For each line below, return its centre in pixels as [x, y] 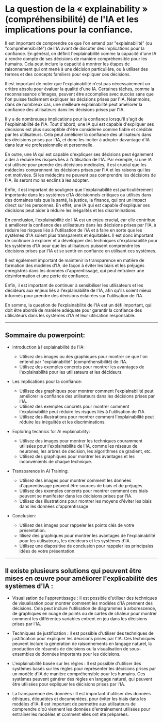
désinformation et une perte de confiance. [47, 276]
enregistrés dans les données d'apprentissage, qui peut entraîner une [75, 270]
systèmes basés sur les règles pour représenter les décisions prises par [84, 668]
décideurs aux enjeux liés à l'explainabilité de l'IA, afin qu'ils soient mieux [78, 290]
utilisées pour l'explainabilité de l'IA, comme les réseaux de [78, 446]
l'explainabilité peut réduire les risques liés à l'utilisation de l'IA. [82, 411]
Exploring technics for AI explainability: [51, 431]
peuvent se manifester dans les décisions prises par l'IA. [76, 496]
